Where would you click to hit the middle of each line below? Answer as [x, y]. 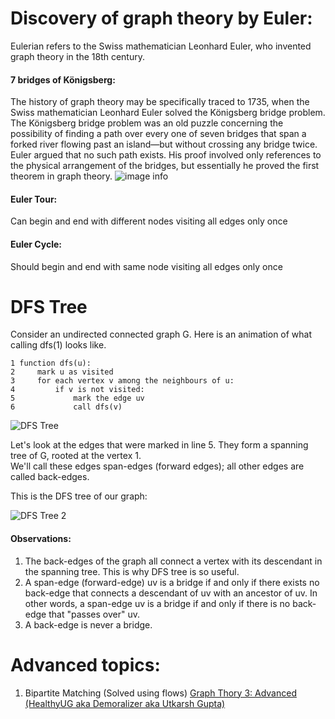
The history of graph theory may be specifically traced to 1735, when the [160, 102]
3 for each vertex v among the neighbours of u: [122, 381]
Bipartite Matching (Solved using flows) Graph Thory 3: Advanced [160, 693]
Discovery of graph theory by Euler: [161, 18]
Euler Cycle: [36, 244]
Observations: [41, 539]
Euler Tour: [34, 199]
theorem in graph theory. [61, 176]
